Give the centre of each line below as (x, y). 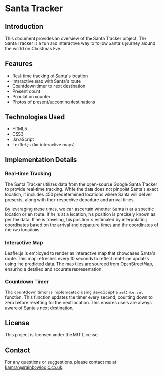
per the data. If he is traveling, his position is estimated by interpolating (76, 220)
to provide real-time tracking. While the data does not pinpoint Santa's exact (81, 189)
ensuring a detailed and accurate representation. (54, 269)
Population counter (31, 96)
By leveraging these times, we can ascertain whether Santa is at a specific (80, 209)
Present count (26, 91)
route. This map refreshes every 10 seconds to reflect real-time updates (77, 258)
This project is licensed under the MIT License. (52, 334)
